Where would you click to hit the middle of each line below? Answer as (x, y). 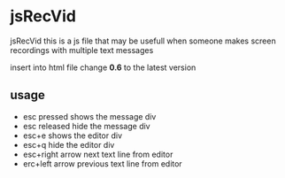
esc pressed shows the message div (89, 116)
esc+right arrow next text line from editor (98, 154)
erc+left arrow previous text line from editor (102, 163)
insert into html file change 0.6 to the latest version (103, 67)
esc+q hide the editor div (69, 144)
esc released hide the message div (86, 126)
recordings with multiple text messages (82, 50)
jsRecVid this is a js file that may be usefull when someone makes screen (143, 41)
